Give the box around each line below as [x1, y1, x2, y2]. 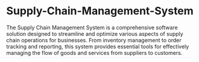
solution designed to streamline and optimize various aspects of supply [6, 30, 184, 37]
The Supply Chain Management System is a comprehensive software [6, 24, 178, 31]
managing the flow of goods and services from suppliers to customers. [6, 49, 183, 56]
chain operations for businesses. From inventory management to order [6, 36, 182, 44]
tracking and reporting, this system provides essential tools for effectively [6, 43, 189, 50]
